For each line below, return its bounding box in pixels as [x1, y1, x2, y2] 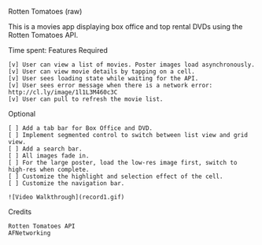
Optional [8, 110, 36, 118]
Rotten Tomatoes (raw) [8, 7, 83, 16]
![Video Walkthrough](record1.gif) [8, 193, 125, 201]
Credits [8, 207, 32, 216]
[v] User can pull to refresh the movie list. [8, 95, 164, 103]
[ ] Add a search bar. [8, 145, 83, 153]
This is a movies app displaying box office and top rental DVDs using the [8, 22, 243, 31]
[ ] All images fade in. [8, 152, 90, 160]
